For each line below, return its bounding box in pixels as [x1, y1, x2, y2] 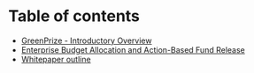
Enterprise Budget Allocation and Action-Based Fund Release [20, 44, 245, 55]
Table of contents [8, 6, 141, 26]
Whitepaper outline [20, 54, 91, 64]
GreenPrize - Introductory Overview [20, 35, 152, 46]
